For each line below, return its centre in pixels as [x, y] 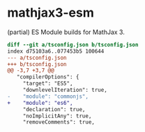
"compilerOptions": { [48, 77]
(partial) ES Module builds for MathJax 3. [66, 32]
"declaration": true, [54, 109]
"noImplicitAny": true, [57, 116]
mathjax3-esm [51, 13]
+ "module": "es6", [40, 103]
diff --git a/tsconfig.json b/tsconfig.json [73, 44]
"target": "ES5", [48, 84]
